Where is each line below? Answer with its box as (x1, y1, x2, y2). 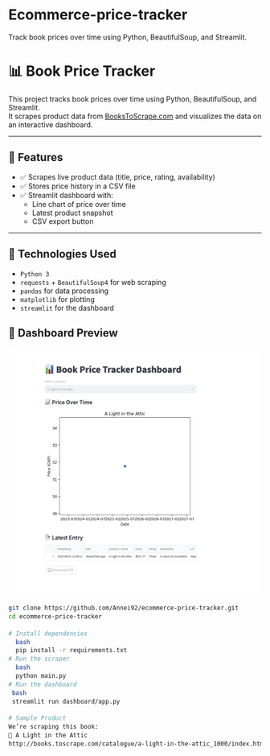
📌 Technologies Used (8, 247, 117, 261)
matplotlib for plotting (19, 294, 95, 304)
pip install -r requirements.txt (15, 647, 128, 655)
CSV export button (31, 216, 94, 226)
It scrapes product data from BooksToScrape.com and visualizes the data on (8, 111, 262, 121)
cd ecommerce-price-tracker (8, 612, 103, 621)
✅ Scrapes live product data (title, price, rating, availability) (19, 171, 215, 182)
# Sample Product (8, 714, 67, 722)
